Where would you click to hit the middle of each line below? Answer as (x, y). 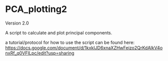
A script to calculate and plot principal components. (59, 32)
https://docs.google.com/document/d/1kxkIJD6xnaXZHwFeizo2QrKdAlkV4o (84, 47)
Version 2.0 (17, 23)
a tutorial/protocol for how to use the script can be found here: (70, 42)
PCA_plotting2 (36, 9)
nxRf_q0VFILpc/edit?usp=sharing (40, 53)
